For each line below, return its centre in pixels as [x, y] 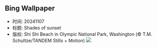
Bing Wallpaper [30, 8]
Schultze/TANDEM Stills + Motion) [49, 40]
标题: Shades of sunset [37, 28]
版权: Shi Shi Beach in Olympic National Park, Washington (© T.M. [82, 34]
